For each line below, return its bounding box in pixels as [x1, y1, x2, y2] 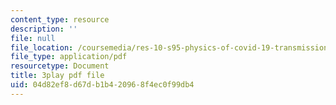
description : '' [10, 24, 78, 34]
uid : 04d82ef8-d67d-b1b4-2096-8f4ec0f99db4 [10, 80, 195, 90]
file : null [10, 33, 56, 43]
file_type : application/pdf [10, 52, 128, 62]
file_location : [10, 42, 74, 53]
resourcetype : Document [10, 61, 110, 71]
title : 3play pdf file [10, 71, 105, 81]
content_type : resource [10, 14, 110, 25]
